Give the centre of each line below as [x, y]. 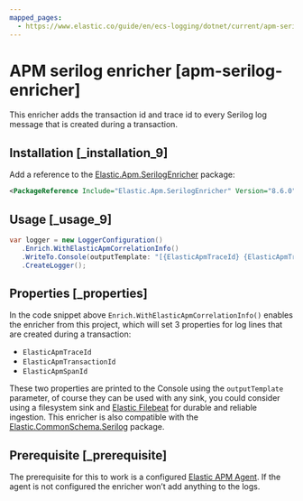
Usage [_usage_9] [61, 219]
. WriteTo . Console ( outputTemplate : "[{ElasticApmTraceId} [131, 257]
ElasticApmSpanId [55, 372]
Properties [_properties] [78, 293]
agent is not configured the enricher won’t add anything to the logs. [135, 487]
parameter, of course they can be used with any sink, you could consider [145, 398]
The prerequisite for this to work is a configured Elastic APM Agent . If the [145, 477]
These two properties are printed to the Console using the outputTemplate [147, 388]
